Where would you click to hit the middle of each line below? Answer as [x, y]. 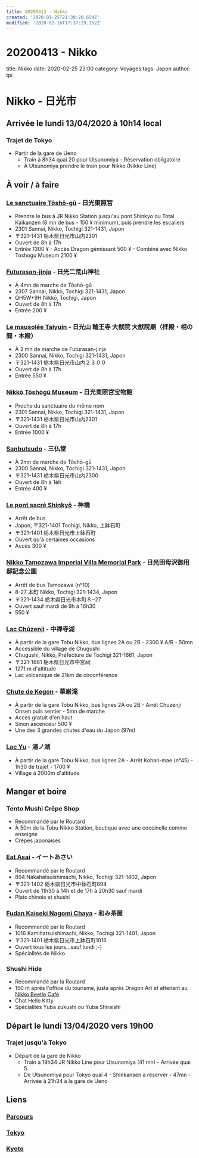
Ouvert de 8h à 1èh [38, 482]
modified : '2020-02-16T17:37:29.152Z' [54, 23]
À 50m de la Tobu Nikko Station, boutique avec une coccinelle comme [101, 828]
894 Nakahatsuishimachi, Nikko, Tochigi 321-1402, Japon [85, 877]
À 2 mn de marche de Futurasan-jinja [60, 349]
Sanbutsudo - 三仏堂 [36, 449]
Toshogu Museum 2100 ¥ [46, 255]
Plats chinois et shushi [42, 897]
